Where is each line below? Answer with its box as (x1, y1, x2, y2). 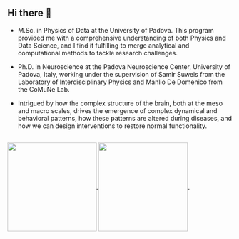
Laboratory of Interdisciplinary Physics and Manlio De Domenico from (17, 78, 223, 86)
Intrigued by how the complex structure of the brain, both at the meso (17, 99, 223, 107)
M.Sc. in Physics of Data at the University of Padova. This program (17, 26, 214, 34)
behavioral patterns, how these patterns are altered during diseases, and (17, 114, 232, 122)
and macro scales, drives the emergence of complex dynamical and (17, 106, 218, 115)
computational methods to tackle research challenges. (17, 48, 178, 57)
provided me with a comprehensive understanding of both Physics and (17, 33, 226, 42)
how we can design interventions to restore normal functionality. (17, 122, 208, 130)
